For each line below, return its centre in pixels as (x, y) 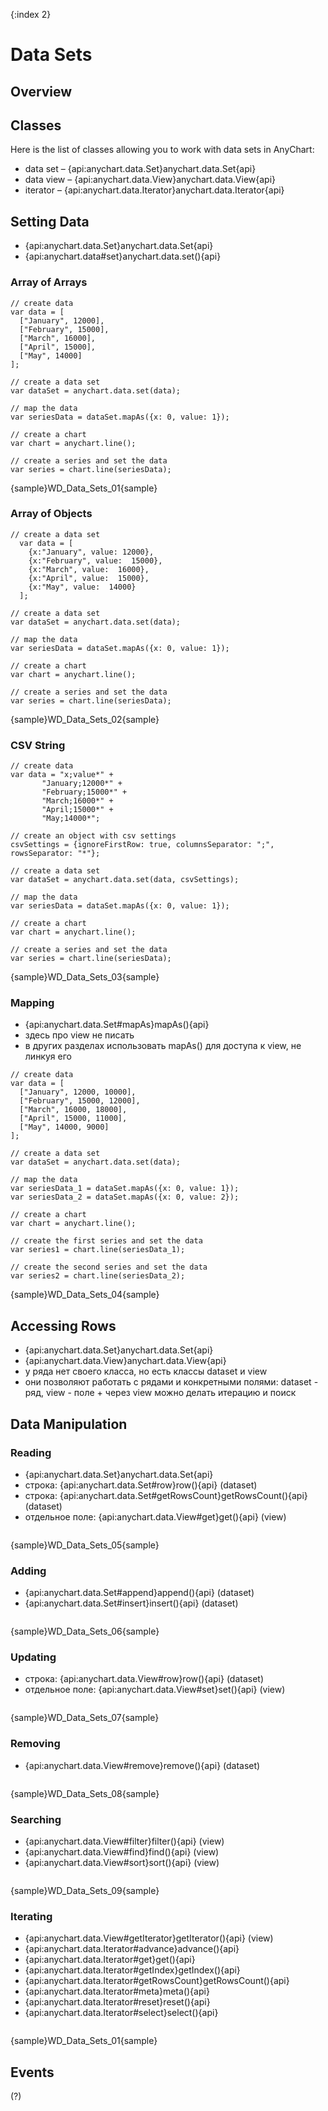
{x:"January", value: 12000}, (91, 552)
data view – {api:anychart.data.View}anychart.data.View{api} (150, 180)
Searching (36, 1819)
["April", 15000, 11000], (73, 1119)
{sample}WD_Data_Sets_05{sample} (85, 1545)
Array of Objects (51, 514)
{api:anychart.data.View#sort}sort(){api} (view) (122, 1863)
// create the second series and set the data (109, 1267)
